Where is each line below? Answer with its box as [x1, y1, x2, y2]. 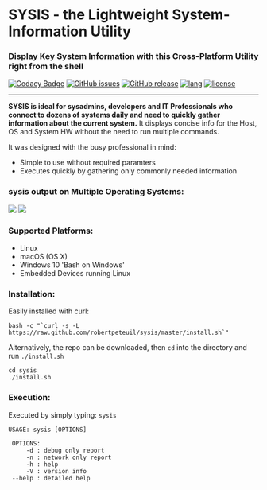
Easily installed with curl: [8, 306, 90, 316]
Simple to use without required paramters [19, 157, 157, 168]
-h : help [25, 460, 59, 469]
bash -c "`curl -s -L [8, 322, 80, 330]
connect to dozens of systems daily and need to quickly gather [8, 110, 221, 120]
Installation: [8, 289, 56, 299]
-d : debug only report [25, 446, 105, 454]
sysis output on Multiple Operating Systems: [8, 186, 184, 197]
